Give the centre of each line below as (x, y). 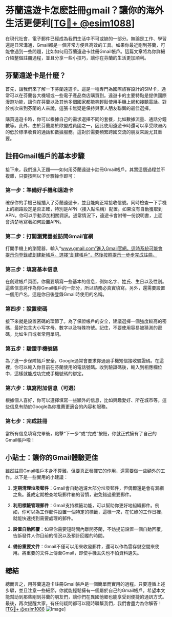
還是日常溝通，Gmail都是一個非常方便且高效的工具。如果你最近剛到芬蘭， (83, 45)
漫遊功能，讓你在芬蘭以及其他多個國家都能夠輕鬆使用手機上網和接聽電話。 (84, 102)
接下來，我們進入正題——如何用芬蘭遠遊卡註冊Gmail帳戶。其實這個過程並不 (85, 169)
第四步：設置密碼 (26, 309)
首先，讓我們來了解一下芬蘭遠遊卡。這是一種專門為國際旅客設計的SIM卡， (83, 89)
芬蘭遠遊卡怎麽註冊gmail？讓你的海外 (84, 11)
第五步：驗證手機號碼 (31, 349)
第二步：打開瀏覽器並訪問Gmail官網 (49, 236)
